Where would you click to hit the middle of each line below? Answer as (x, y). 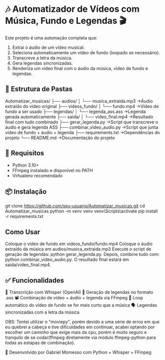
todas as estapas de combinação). (40, 343)
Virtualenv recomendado (37, 176)
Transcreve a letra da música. (42, 58)
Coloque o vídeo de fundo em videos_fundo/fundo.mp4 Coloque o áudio (79, 244)
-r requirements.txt (24, 216)
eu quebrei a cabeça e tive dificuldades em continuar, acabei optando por (80, 327)
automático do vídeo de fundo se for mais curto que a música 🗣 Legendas (81, 305)
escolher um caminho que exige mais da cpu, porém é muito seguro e (76, 332)
